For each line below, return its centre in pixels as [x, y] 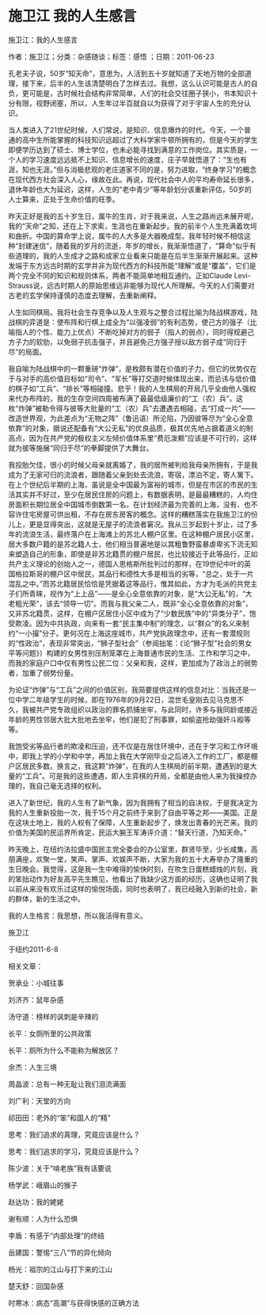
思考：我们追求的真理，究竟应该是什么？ [74, 1134]
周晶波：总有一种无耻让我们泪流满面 [67, 1084]
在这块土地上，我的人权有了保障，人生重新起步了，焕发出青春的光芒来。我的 [133, 822]
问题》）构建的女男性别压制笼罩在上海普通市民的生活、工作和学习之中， [138, 653]
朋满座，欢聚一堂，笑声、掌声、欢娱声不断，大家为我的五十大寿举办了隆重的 [133, 859]
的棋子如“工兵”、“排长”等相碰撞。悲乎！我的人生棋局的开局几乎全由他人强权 [132, 388]
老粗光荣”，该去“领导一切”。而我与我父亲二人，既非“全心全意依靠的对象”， [130, 603]
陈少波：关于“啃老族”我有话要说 [60, 1168]
